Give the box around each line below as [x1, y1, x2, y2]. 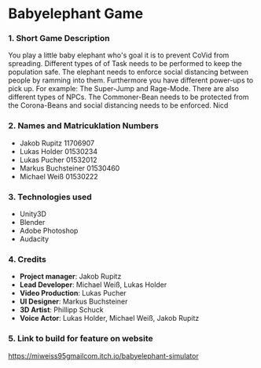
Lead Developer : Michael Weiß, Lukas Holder [19, 280, 167, 289]
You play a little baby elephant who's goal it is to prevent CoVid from [8, 50, 230, 60]
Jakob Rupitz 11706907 [19, 138, 95, 148]
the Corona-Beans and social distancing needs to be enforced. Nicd [8, 101, 229, 110]
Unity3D [19, 209, 47, 219]
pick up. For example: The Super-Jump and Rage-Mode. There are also [8, 84, 240, 94]
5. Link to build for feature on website [8, 333, 153, 344]
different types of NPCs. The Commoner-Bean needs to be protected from [8, 92, 249, 102]
